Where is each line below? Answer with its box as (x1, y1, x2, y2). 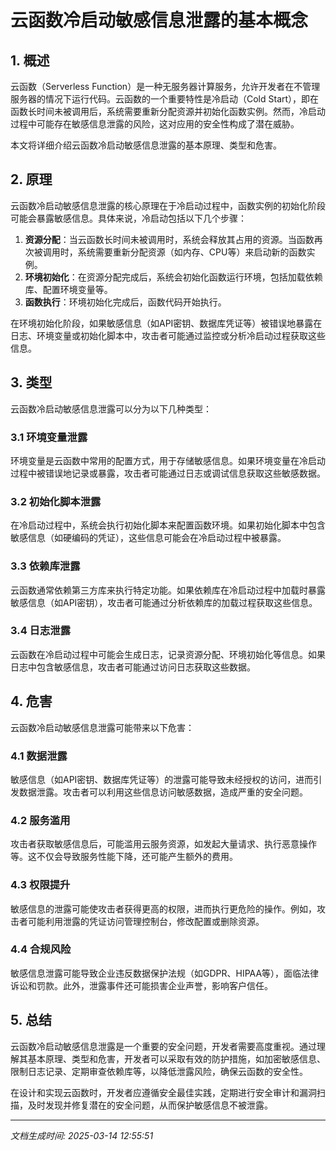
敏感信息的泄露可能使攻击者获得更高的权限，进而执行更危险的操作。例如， (10, 902, 317, 915)
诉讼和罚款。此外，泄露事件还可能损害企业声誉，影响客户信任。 (10, 979, 273, 991)
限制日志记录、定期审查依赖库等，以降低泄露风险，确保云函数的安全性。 (10, 1065, 308, 1077)
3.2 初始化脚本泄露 (10, 494, 102, 508)
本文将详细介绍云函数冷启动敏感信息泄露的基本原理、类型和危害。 (10, 139, 282, 151)
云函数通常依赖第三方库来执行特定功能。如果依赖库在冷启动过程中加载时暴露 (10, 584, 326, 596)
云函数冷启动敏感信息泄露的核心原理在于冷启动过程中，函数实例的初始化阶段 (10, 199, 326, 211)
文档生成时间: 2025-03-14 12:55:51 (10, 1129, 154, 1141)
